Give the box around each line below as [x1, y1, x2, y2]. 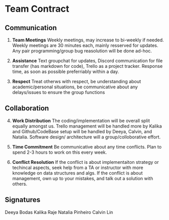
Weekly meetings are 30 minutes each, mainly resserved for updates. [12, 42, 159, 48]
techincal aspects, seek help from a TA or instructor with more [12, 164, 143, 170]
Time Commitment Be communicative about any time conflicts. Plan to [12, 143, 162, 150]
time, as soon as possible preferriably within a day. [12, 68, 119, 75]
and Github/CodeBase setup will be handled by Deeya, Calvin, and [12, 128, 152, 134]
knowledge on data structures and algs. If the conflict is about [12, 169, 143, 176]
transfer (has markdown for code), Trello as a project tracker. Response [12, 63, 163, 69]
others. [12, 181, 28, 187]
